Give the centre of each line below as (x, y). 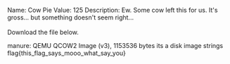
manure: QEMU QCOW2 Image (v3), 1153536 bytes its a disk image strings (115, 46)
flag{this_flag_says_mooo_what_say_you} (67, 53)
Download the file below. (43, 32)
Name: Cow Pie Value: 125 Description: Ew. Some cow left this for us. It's (113, 10)
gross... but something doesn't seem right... (71, 17)
